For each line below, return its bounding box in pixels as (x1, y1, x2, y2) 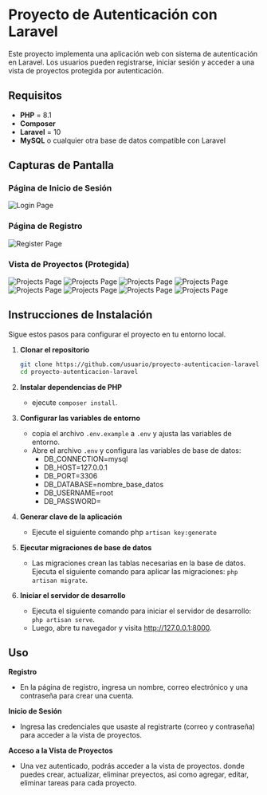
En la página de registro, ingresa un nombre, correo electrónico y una (19, 683, 249, 692)
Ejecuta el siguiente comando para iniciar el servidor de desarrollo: (31, 606, 252, 616)
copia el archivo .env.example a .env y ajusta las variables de (31, 428, 233, 438)
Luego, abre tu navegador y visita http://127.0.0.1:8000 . (31, 623, 213, 632)
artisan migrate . (31, 575, 88, 584)
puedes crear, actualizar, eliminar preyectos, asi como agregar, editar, (19, 769, 249, 779)
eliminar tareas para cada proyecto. (19, 778, 137, 788)
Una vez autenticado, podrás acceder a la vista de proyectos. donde (19, 762, 245, 771)
